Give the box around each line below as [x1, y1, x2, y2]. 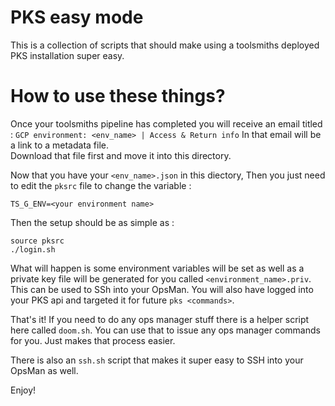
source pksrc [10, 236, 65, 246]
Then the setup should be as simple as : [10, 216, 175, 228]
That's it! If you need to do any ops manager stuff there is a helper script [10, 313, 310, 325]
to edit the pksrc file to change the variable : [10, 179, 192, 191]
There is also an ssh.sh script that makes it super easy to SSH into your [10, 354, 304, 366]
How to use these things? [10, 85, 226, 108]
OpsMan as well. [10, 364, 79, 376]
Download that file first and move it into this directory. [10, 149, 232, 161]
